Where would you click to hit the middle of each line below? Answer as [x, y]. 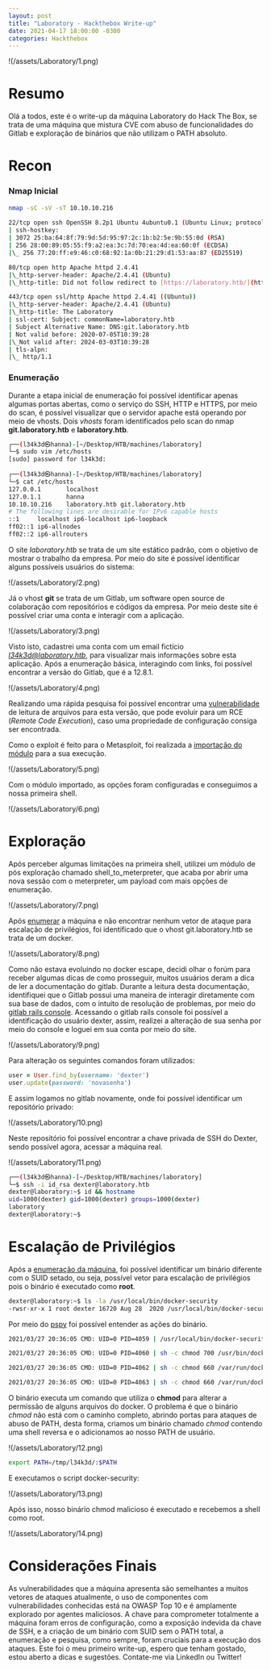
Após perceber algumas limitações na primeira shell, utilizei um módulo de [132, 863]
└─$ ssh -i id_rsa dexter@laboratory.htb [79, 1184]
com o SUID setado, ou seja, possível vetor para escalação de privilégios [129, 1278]
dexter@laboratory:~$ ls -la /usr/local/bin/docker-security [113, 1301]
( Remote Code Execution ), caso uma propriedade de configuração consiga [133, 720]
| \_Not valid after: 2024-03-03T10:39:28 [79, 342]
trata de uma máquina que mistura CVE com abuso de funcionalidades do [131, 125]
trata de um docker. [41, 937]
